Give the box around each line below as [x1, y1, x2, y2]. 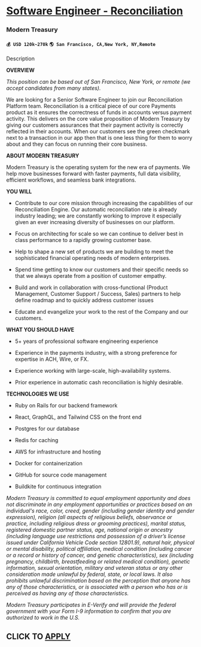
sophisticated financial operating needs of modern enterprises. [14, 254, 170, 262]
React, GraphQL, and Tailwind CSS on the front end [14, 413, 142, 421]
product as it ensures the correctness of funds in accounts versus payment [6, 109, 192, 116]
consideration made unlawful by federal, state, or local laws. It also [6, 571, 173, 578]
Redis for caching [14, 437, 59, 444]
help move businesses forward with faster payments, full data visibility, [6, 170, 181, 177]
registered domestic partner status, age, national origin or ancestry [6, 526, 173, 533]
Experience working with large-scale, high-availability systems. [14, 367, 172, 375]
